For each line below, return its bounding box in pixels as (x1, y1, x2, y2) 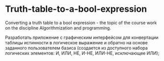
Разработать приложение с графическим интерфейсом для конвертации (5, 34, 159, 40)
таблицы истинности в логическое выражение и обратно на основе (5, 39, 148, 45)
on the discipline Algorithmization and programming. (5, 25, 111, 30)
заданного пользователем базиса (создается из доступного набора (5, 45, 148, 51)
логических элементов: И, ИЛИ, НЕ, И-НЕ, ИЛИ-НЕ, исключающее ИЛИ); (5, 50, 160, 56)
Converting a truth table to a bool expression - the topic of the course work (5, 20, 157, 26)
